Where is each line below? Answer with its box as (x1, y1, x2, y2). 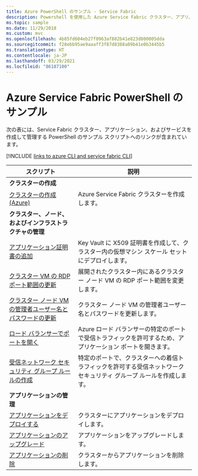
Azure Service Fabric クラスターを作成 (78, 190, 185, 198)
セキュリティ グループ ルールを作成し (78, 372, 181, 380)
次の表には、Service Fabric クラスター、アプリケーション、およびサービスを (6, 126, 192, 133)
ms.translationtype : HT (6, 47, 65, 53)
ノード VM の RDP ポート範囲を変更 (85, 277, 184, 285)
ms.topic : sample (6, 19, 49, 25)
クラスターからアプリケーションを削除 (78, 451, 184, 459)
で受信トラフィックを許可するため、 (78, 334, 179, 342)
